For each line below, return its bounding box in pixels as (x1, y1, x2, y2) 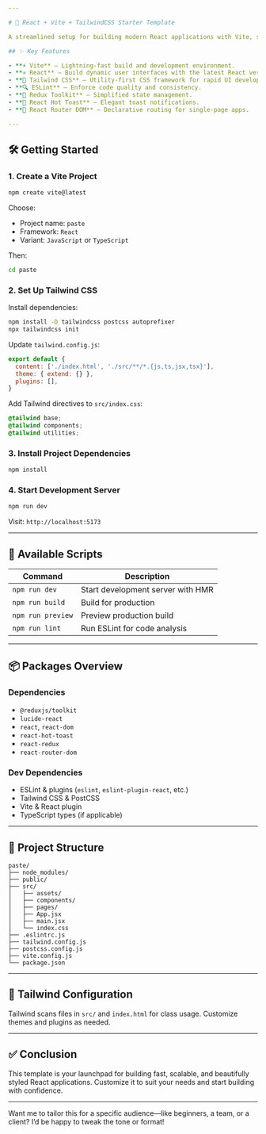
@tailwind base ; (8, 414, 62, 423)
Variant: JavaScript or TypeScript (19, 236, 129, 245)
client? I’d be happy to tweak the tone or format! (8, 1117, 165, 1126)
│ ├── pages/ (8, 903, 59, 911)
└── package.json (8, 959, 66, 967)
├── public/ (8, 875, 47, 883)
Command (22, 571, 63, 582)
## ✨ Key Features (8, 47, 70, 56)
